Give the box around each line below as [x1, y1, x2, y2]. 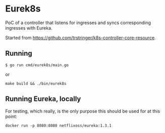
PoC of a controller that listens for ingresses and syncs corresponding [5, 20, 151, 26]
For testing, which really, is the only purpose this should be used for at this [5, 108, 160, 114]
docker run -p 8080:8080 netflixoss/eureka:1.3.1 [5, 123, 112, 128]
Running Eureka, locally [5, 95, 81, 103]
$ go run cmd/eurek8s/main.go [5, 62, 69, 68]
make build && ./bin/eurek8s [5, 81, 67, 86]
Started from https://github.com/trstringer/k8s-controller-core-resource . [5, 35, 156, 41]
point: [5, 113, 18, 119]
